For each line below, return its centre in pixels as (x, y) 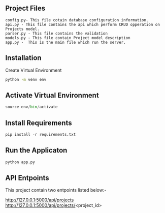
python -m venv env (26, 79)
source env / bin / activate (31, 107)
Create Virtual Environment (34, 70)
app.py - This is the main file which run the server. (65, 42)
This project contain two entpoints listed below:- (56, 190)
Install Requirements (39, 123)
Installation (23, 58)
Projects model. (22, 29)
